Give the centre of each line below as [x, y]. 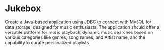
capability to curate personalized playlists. [48, 42]
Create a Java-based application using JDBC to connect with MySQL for [78, 22]
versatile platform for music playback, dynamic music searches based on [79, 32]
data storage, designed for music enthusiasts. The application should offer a [82, 27]
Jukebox [23, 8]
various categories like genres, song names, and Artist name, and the [75, 37]
